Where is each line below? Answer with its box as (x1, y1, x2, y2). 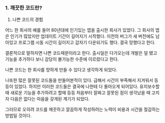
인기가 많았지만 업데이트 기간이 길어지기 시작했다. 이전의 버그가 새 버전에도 (10, 33, 155, 39)
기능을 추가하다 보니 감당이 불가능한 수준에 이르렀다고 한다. (5, 56, 119, 62)
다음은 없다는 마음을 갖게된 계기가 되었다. (10, 96, 90, 102)
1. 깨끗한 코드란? (5, 4, 43, 11)
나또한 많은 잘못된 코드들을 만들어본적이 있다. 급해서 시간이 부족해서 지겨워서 (5, 77, 154, 83)
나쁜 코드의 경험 (12, 16, 43, 23)
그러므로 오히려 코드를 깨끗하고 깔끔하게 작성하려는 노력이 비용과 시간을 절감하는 (5, 107, 160, 113)
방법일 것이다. (5, 113, 32, 119)
